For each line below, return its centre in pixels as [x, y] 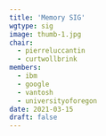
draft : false [33, 117]
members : [25, 68]
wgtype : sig [31, 26]
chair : [21, 42]
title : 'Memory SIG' [48, 17]
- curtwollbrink [47, 59]
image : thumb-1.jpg [45, 34]
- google [33, 84]
